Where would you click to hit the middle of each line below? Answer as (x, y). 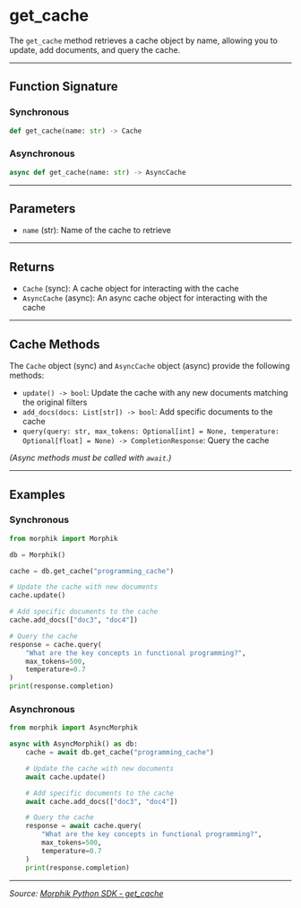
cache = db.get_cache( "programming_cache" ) (92, 571)
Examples (37, 494)
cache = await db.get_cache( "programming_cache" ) (120, 753)
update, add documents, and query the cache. (95, 49)
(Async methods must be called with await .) (90, 458)
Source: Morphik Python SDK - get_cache (86, 893)
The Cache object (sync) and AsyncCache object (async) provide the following (150, 366)
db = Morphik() (38, 554)
